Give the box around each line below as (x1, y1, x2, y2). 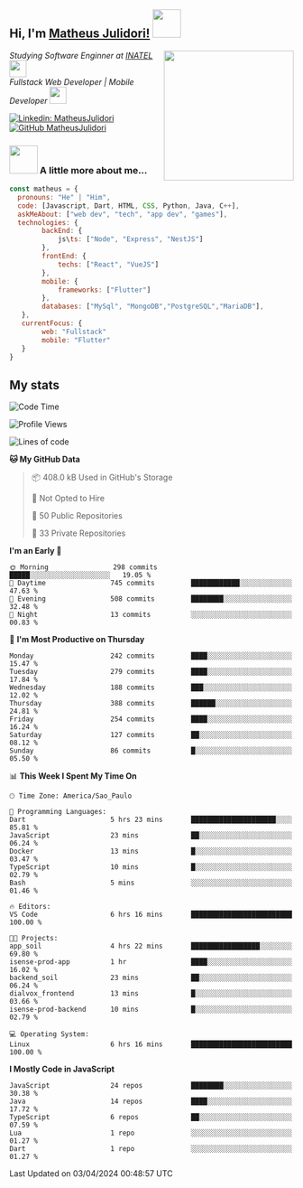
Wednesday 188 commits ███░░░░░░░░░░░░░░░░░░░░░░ (9, 683, 293, 692)
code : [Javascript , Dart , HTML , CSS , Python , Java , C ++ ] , (17, 201, 241, 210)
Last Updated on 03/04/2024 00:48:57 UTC (9, 1168, 173, 1179)
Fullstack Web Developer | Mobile (9, 76, 134, 87)
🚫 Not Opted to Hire (31, 493, 106, 504)
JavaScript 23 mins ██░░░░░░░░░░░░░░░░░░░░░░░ (9, 831, 293, 840)
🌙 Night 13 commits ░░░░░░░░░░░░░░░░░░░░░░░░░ (9, 611, 293, 620)
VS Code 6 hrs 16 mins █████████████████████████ (9, 910, 293, 920)
